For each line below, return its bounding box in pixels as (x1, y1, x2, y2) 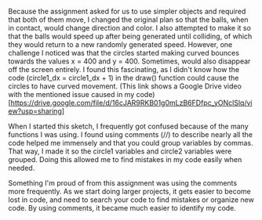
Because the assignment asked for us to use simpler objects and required (8, 7, 246, 16)
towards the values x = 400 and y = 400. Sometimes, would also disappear (8, 56, 251, 66)
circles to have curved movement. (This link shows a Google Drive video (8, 81, 242, 91)
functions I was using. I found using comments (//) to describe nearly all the (8, 130, 253, 139)
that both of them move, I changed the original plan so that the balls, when (8, 15, 249, 24)
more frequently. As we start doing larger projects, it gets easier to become (8, 187, 251, 196)
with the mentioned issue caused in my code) (8, 90, 155, 99)
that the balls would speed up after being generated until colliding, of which (8, 31, 253, 41)
